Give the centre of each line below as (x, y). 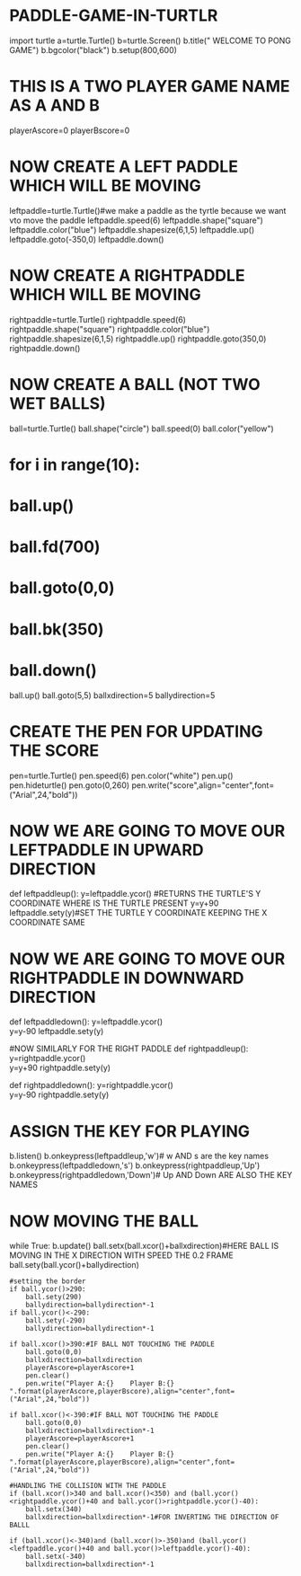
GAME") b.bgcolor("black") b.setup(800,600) (93, 49)
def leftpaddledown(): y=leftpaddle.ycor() (86, 1022)
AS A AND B (55, 106)
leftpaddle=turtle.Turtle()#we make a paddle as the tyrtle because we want (148, 210)
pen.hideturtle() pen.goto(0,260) (70, 785)
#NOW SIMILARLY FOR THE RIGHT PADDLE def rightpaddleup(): (129, 1049)
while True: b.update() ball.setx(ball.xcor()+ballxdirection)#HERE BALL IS (144, 1246)
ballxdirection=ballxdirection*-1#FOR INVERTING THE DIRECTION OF (152, 1518)
